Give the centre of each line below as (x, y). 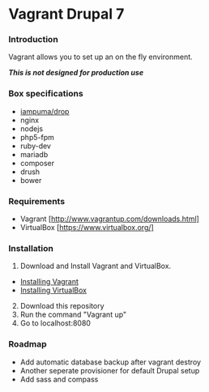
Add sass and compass (59, 379)
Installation (31, 248)
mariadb (34, 154)
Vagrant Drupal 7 (66, 14)
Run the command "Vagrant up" (73, 315)
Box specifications (46, 94)
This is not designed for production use (76, 73)
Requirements (37, 201)
